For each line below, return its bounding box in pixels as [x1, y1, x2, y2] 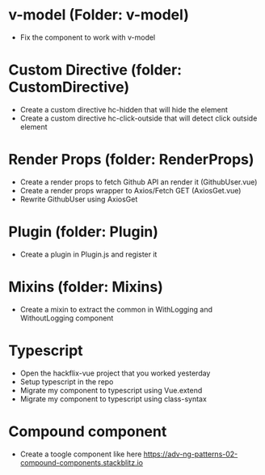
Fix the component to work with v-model [19, 32, 156, 42]
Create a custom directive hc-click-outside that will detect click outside [19, 113, 258, 123]
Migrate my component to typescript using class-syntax [19, 394, 208, 404]
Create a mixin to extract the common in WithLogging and [19, 304, 212, 314]
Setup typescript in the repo [19, 376, 114, 386]
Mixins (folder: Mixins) [8, 278, 163, 296]
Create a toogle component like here [19, 449, 142, 459]
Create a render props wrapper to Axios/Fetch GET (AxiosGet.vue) [19, 185, 242, 195]
